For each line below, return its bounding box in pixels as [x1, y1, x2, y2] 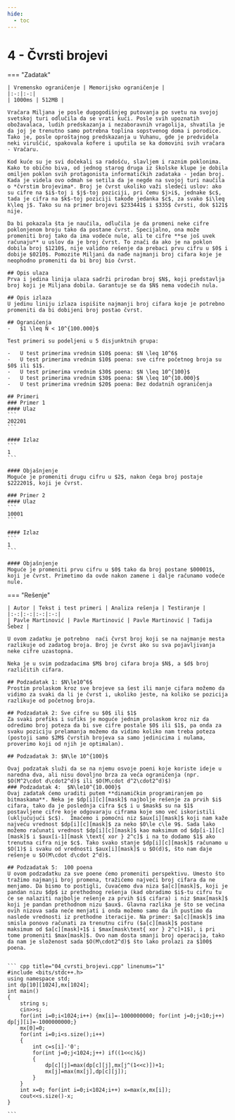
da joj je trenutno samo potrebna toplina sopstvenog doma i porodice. [7, 128, 222, 135]
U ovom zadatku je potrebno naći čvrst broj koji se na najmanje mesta [7, 636, 225, 643]
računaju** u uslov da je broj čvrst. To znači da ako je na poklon [7, 239, 212, 246]
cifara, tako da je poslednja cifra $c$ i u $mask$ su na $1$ [7, 802, 193, 809]
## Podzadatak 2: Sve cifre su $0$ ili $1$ [7, 710, 137, 717]
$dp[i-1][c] [189, 827, 225, 834]
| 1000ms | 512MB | [7, 97, 65, 104]
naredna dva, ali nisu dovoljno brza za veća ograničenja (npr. [7, 771, 200, 779]
